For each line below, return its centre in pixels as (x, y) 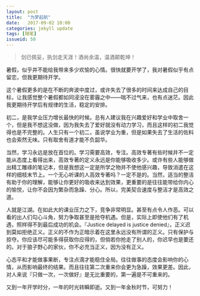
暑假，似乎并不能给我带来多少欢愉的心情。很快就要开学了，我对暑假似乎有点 (100, 70)
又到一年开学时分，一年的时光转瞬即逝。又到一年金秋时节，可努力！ (90, 287)
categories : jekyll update (40, 28)
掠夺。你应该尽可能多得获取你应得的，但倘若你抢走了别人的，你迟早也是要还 (100, 239)
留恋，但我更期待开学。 (35, 77)
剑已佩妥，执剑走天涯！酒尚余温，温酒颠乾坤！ (78, 57)
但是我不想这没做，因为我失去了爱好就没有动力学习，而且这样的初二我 (102, 125)
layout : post (22, 12)
